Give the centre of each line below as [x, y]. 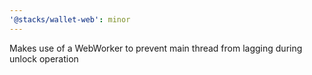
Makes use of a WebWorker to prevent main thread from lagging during [156, 48]
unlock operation [44, 58]
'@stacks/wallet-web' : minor [70, 19]
